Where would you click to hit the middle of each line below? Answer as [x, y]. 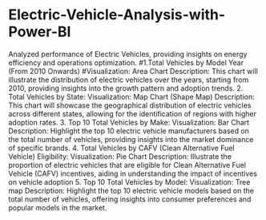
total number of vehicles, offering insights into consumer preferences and [130, 199]
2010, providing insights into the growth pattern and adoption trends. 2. [126, 88]
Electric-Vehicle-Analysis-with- [117, 15]
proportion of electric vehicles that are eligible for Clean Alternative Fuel [127, 165]
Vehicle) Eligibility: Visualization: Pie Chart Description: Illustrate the [120, 156]
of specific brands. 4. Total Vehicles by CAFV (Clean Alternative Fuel [121, 148]
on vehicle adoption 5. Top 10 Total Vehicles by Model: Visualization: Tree [129, 181]
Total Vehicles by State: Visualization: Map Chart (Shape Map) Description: [131, 96]
